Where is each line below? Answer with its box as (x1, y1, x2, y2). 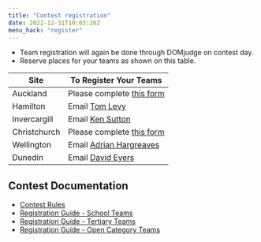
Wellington (12, 140, 52, 151)
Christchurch (12, 127, 61, 138)
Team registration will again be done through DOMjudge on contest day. (19, 48, 254, 58)
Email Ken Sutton (68, 114, 132, 125)
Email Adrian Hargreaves (68, 140, 160, 151)
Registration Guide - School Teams (19, 208, 133, 218)
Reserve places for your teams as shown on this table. (19, 56, 196, 65)
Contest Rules (19, 200, 65, 210)
